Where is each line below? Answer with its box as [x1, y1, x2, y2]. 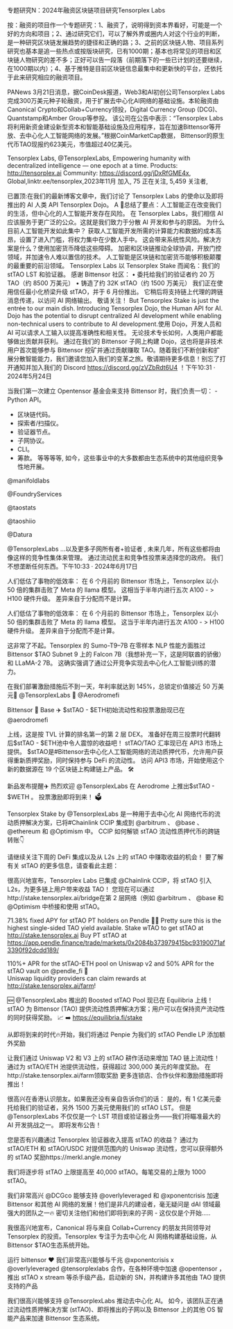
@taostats [7, 503, 37, 512]
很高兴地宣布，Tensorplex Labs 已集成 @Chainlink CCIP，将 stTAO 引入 [7, 876, 212, 884]
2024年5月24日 [7, 372, 52, 380]
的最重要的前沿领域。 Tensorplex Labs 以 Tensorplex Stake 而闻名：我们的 [7, 262, 221, 269]
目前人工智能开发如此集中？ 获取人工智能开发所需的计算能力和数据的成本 [7, 227, 216, 235]
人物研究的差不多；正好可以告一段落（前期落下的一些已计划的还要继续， [19, 56, 226, 64]
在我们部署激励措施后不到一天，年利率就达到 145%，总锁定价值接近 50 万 [7, 682, 218, 691]
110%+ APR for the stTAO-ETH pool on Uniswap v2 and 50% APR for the [7, 959, 214, 968]
